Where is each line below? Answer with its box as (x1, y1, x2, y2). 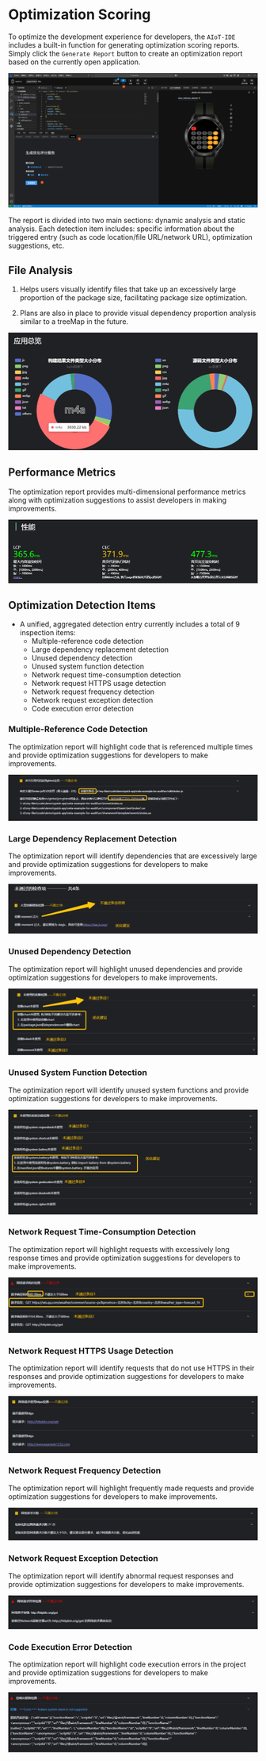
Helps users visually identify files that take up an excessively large (19, 284, 236, 295)
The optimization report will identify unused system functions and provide (8, 1085, 249, 1095)
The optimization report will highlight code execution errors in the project (8, 1659, 247, 1669)
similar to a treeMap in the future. (19, 317, 129, 326)
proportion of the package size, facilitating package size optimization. (19, 293, 248, 302)
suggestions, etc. (8, 241, 65, 250)
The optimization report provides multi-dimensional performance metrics (8, 487, 246, 496)
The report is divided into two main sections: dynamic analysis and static (8, 215, 245, 225)
